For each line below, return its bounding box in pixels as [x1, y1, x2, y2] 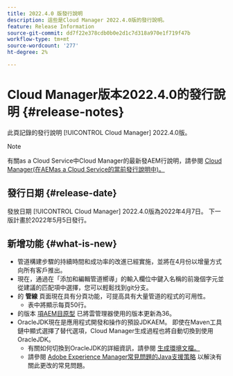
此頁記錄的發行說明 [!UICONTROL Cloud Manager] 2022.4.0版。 [7, 128, 191, 136]
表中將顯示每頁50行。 [27, 301, 90, 309]
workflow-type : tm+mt [7, 36, 70, 43]
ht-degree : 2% [7, 49, 49, 56]
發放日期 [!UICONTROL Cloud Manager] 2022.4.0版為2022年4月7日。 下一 [7, 207, 221, 215]
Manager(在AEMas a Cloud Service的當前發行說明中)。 [7, 165, 165, 173]
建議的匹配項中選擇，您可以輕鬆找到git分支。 [23, 283, 153, 292]
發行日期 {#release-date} [7, 188, 117, 199]
